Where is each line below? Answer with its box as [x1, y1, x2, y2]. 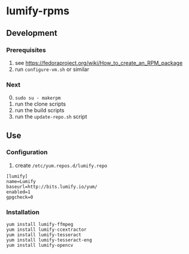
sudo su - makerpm [14, 95, 61, 101]
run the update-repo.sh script [14, 113, 88, 120]
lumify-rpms [6, 4, 70, 18]
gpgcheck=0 [6, 194, 33, 200]
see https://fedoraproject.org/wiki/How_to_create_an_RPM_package [14, 59, 183, 66]
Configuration [6, 148, 48, 156]
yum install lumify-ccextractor [6, 227, 87, 233]
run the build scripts [14, 107, 65, 114]
